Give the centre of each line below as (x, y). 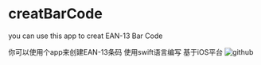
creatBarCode (56, 14)
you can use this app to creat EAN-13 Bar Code (86, 36)
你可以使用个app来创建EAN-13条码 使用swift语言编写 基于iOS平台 (115, 52)
